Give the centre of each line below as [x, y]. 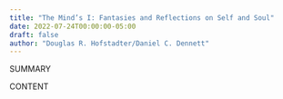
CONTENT [29, 86]
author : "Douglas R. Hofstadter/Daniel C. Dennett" [109, 43]
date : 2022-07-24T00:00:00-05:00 [73, 26]
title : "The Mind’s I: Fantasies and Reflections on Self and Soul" [142, 18]
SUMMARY [30, 69]
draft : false [34, 35]
